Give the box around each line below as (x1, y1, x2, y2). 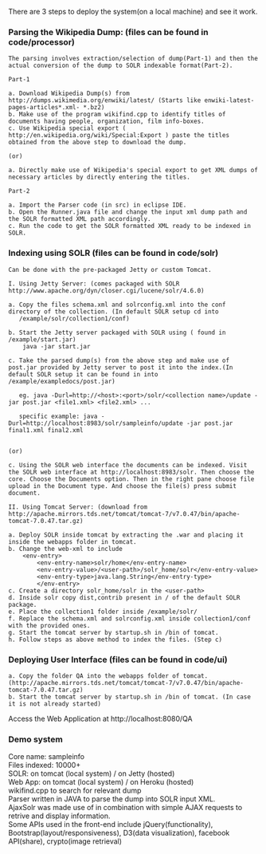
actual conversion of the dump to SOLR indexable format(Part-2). (8, 61, 233, 70)
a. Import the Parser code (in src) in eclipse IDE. (8, 201, 187, 210)
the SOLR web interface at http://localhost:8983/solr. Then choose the (8, 468, 255, 476)
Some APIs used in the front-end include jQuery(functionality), (8, 820, 213, 829)
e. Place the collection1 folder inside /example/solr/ (8, 608, 198, 616)
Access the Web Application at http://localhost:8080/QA (8, 714, 193, 723)
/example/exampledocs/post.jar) (8, 377, 115, 385)
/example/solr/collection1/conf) (18, 314, 130, 322)
